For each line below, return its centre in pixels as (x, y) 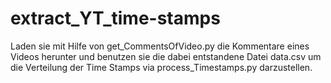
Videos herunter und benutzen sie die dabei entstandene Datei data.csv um (166, 56)
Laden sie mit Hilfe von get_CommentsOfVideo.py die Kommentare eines (160, 46)
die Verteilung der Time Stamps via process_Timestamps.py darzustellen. (161, 67)
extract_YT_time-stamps (115, 18)
